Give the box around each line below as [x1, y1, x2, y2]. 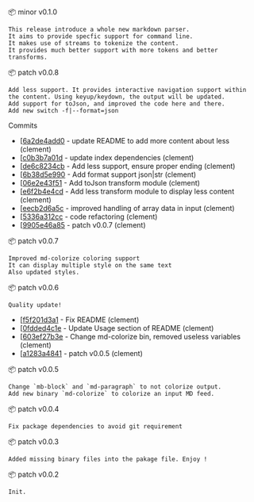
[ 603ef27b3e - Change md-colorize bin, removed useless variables [19, 332, 241, 341]
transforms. [8, 53, 48, 61]
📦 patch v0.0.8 [8, 67, 60, 77]
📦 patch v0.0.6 [8, 283, 60, 292]
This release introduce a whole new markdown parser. [8, 25, 190, 33]
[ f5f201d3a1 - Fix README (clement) [19, 315, 140, 324]
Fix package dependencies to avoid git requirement [8, 423, 183, 431]
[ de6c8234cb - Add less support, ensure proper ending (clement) [19, 162, 236, 171]
